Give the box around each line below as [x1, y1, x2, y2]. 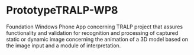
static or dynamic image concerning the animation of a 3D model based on [6, 35, 188, 43]
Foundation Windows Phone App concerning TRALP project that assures [6, 23, 183, 30]
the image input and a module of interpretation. [6, 42, 121, 49]
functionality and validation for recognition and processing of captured [6, 29, 179, 36]
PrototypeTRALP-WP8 [6, 4, 118, 17]
